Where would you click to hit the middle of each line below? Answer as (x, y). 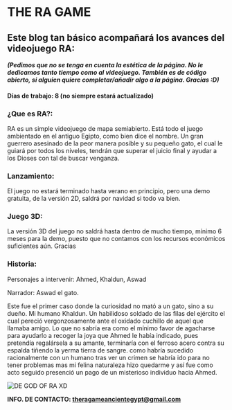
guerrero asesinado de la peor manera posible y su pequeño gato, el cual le (115, 143)
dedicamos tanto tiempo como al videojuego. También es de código (107, 72)
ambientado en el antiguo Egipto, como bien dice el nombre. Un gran (106, 136)
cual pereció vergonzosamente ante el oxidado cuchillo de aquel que (106, 321)
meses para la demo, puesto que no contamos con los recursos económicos (116, 239)
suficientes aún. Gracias (42, 246)
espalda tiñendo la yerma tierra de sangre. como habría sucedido (100, 350)
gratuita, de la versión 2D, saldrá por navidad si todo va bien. (94, 199)
